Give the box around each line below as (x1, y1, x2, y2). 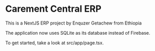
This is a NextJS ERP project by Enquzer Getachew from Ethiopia (5, 20, 142, 26)
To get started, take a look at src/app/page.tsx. (5, 39, 104, 46)
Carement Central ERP (5, 3, 102, 15)
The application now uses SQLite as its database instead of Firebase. (5, 30, 150, 36)
